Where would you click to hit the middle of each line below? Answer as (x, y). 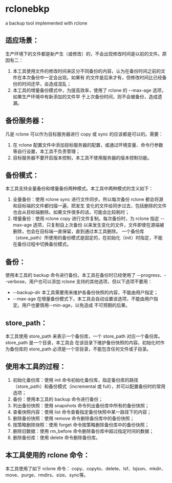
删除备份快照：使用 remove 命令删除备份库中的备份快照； (73, 418)
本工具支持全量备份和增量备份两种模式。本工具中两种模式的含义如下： (79, 189)
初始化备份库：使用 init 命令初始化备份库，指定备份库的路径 (76, 380)
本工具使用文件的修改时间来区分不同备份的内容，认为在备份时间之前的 (87, 71)
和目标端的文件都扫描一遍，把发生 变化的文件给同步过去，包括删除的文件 (90, 206)
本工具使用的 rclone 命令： (48, 455)
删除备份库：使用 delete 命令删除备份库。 (57, 437)
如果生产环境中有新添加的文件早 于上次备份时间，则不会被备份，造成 (85, 96)
